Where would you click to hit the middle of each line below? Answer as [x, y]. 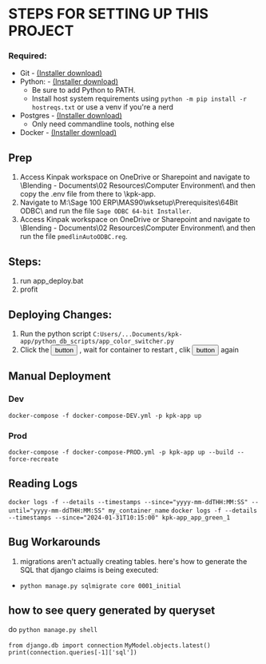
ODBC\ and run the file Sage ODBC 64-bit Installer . [105, 211]
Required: [28, 56]
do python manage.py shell [53, 630]
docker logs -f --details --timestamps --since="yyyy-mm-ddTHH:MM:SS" [128, 502]
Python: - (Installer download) [69, 82]
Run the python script [56, 333]
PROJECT [41, 31]
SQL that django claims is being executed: [89, 570]
